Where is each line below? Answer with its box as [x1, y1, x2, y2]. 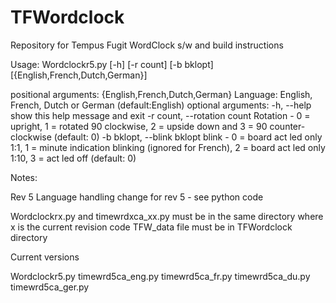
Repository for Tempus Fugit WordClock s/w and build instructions [10, 39, 284, 51]
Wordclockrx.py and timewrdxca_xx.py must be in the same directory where [10, 210, 324, 222]
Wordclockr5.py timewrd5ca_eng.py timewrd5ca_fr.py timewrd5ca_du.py [10, 270, 311, 282]
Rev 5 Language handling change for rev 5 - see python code [10, 191, 264, 203]
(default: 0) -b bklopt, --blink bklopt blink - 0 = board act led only [53, 131, 323, 143]
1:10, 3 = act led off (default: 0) [10, 152, 137, 164]
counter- [269, 120, 306, 132]
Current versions [10, 251, 80, 263]
